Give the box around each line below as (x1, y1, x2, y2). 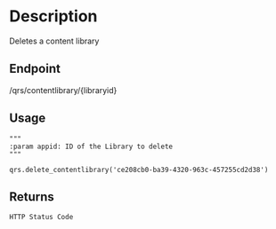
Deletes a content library (9, 36, 100, 46)
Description (9, 6, 98, 27)
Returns (9, 189, 55, 204)
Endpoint (9, 61, 61, 76)
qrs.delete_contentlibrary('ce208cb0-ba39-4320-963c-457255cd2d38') (9, 165, 269, 174)
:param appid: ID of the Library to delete (9, 142, 174, 151)
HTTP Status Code (9, 213, 74, 222)
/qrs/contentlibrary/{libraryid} (9, 84, 118, 95)
